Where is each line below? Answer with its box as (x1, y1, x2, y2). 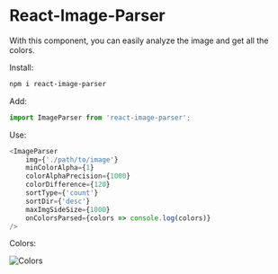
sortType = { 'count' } (25, 189, 99, 198)
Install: (9, 62, 34, 73)
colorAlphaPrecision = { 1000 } (25, 172, 130, 181)
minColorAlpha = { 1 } (25, 164, 94, 172)
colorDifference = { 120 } (25, 181, 111, 190)
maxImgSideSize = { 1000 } (25, 205, 111, 214)
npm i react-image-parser (9, 79, 106, 88)
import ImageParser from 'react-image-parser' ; (9, 113, 192, 122)
